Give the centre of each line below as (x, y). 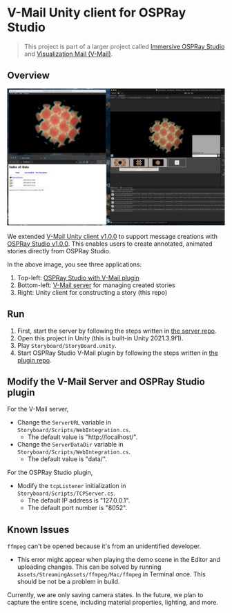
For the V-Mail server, (38, 409)
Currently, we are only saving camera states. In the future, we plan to (105, 595)
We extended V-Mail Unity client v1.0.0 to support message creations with (112, 236)
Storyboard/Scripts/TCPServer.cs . (66, 493)
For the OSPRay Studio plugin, (50, 473)
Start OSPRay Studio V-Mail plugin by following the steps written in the (118, 353)
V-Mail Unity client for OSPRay (97, 13)
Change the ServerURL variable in (64, 422)
